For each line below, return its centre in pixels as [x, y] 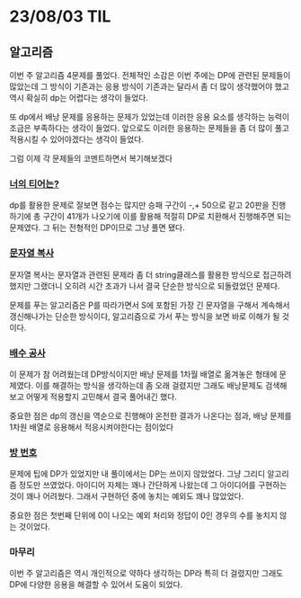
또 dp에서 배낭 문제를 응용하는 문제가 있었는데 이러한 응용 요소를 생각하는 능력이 [150, 117]
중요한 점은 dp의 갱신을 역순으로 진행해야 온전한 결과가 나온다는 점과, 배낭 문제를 [150, 415]
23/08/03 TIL [60, 17]
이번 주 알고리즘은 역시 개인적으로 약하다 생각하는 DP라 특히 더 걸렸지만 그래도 [146, 574]
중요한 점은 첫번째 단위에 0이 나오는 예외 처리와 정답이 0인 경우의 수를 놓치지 [144, 515]
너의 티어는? [35, 183]
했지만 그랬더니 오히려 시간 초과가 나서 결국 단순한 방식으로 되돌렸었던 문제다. [145, 286]
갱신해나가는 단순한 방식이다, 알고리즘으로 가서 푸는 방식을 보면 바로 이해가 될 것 [150, 316]
